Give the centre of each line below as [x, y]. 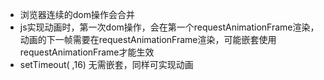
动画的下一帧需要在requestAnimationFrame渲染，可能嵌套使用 [148, 39]
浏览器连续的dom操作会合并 [77, 14]
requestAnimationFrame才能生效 [87, 52]
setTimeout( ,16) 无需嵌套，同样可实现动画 [106, 64]
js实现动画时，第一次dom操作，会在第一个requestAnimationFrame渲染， [169, 27]
